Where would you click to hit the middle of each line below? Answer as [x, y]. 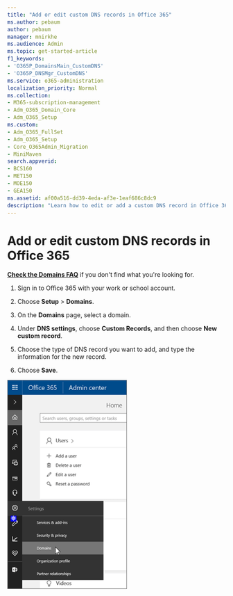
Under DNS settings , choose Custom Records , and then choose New [117, 329]
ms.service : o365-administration [55, 81]
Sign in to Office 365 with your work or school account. [96, 288]
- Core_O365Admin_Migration [48, 147]
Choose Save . [37, 370]
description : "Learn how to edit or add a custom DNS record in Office [113, 205]
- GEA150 [20, 191]
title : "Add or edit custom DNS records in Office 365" [89, 15]
